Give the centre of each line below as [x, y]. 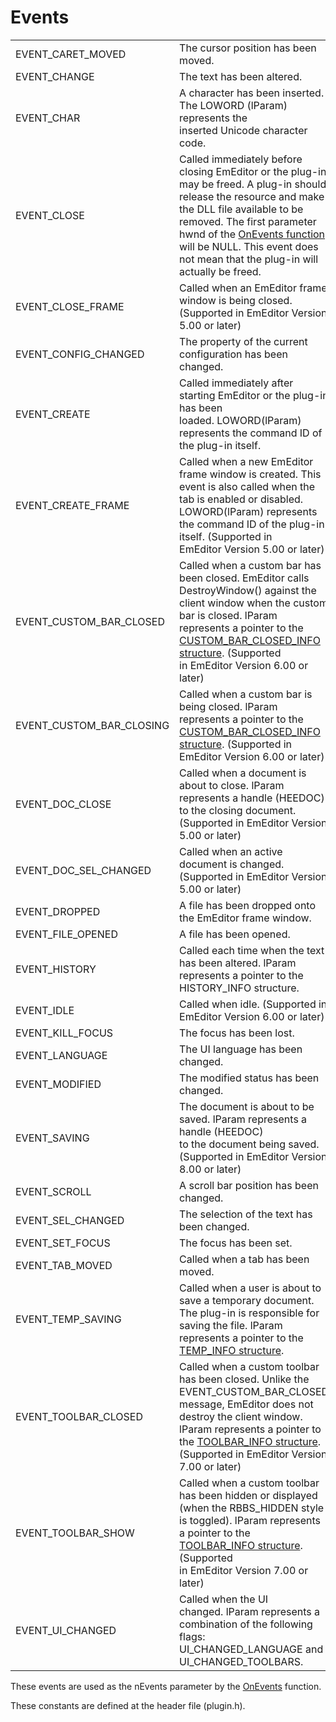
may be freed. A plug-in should [253, 184]
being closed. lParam [228, 706]
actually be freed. [220, 271]
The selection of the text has [246, 1214]
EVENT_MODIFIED [58, 1084]
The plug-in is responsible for [249, 1313]
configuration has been [233, 354]
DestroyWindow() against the [248, 590]
